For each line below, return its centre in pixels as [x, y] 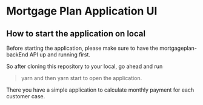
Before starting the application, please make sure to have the [82, 48]
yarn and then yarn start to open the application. [82, 78]
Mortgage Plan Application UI [82, 11]
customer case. [26, 96]
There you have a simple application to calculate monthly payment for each [100, 90]
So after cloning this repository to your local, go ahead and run [85, 66]
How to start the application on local [76, 34]
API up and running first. [60, 55]
